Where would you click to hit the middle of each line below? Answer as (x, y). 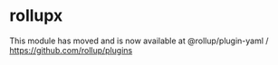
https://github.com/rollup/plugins (71, 50)
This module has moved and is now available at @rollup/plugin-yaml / (139, 41)
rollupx (36, 16)
